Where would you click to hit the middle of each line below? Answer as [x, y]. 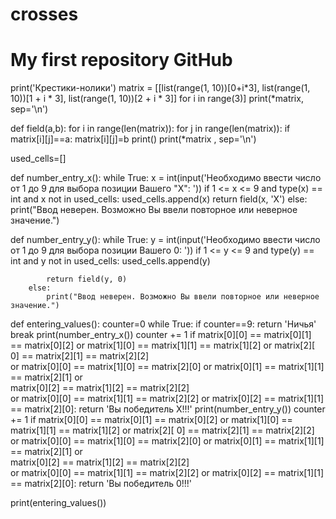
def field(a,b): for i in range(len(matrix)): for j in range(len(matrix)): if [150, 129]
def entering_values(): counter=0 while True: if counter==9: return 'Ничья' [163, 324]
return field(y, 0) [87, 279]
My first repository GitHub [121, 60]
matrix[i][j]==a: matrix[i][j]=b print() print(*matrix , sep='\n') [133, 139]
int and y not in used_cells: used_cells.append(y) [110, 261]
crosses [44, 14]
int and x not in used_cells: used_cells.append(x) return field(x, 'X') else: [159, 199]
